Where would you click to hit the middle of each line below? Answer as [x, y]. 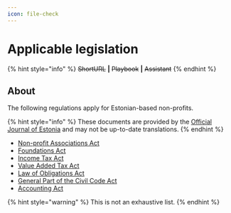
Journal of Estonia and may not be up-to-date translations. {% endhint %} [116, 129]
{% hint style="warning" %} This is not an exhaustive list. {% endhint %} [114, 202]
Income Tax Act [41, 158]
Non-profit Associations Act [58, 143]
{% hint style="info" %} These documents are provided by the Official [109, 122]
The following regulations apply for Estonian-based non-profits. [101, 108]
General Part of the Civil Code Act [67, 181]
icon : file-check [33, 14]
